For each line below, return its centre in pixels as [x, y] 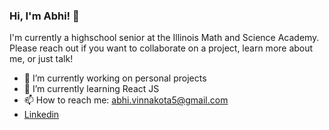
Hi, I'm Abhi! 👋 [44, 16]
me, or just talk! [41, 59]
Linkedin [41, 115]
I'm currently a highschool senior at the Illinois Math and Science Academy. [164, 38]
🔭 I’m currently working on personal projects [115, 78]
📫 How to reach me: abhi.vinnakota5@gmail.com [126, 100]
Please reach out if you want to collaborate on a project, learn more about [161, 48]
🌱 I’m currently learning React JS [91, 89]
